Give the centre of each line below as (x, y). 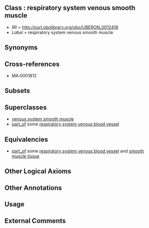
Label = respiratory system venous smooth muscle (62, 32)
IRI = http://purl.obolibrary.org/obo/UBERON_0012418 (65, 27)
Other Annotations (33, 188)
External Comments (35, 220)
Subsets (17, 91)
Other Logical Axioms (38, 171)
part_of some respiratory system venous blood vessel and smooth (78, 151)
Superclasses (26, 107)
